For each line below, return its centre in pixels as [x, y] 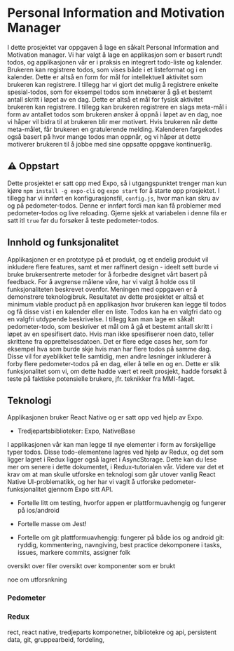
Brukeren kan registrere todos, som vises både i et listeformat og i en [107, 69]
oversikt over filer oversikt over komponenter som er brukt [91, 566]
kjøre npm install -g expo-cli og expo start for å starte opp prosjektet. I [113, 190]
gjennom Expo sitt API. [81, 490]
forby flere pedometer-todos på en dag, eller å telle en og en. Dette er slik [114, 363]
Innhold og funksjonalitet [63, 242]
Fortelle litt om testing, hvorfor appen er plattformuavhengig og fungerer [122, 503]
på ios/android [38, 511]
